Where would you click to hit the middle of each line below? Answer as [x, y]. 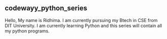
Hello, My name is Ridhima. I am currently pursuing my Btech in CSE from [81, 20]
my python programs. [27, 31]
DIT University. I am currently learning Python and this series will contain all [83, 25]
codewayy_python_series [46, 8]
